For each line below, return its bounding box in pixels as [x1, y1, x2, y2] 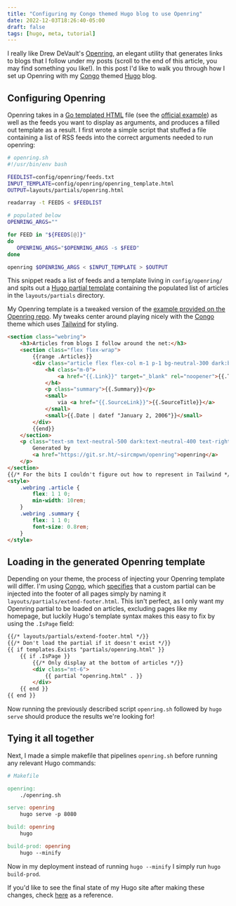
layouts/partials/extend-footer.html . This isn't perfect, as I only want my [7, 597, 224, 605]
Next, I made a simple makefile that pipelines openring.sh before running [7, 751, 218, 760]
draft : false [7, 23, 46, 30]
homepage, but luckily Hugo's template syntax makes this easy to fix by [7, 612, 216, 620]
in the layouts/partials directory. [7, 291, 105, 300]
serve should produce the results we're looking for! [7, 712, 155, 720]
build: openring [7, 824, 55, 831]
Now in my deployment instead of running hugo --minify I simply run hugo [7, 862, 221, 870]
